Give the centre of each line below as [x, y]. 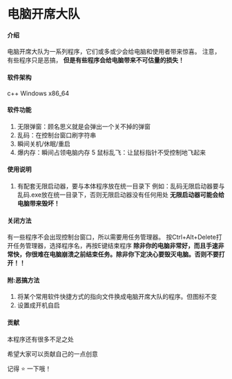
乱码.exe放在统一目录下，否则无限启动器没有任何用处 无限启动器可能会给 [121, 195]
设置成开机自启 [38, 305]
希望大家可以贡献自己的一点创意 [52, 353]
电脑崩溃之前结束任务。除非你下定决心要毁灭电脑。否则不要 [134, 254]
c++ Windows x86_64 [38, 93]
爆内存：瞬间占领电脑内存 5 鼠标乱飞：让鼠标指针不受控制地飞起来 [111, 152]
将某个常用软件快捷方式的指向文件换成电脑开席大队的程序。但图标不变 [117, 297]
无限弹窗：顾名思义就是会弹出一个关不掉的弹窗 [84, 126]
